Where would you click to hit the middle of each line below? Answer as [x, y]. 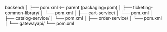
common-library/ [22, 13]
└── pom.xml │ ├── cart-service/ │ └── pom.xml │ [99, 13]
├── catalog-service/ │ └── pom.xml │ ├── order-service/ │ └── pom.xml [84, 18]
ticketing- [143, 8]
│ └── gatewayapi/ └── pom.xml [40, 23]
